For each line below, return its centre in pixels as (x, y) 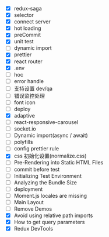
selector (24, 15)
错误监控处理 (29, 95)
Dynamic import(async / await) (51, 135)
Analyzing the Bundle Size (45, 182)
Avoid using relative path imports (53, 215)
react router (28, 61)
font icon (24, 102)
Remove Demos (33, 209)
